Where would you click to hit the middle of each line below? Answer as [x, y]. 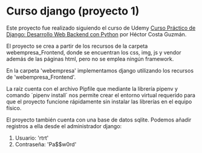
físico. [14, 108]
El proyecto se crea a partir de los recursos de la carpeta [77, 46]
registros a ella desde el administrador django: [64, 126]
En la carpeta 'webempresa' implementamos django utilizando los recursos [100, 70]
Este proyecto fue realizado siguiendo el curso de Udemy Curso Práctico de [101, 28]
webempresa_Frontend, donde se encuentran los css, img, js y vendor [94, 52]
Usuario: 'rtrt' [32, 138]
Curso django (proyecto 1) [73, 11]
